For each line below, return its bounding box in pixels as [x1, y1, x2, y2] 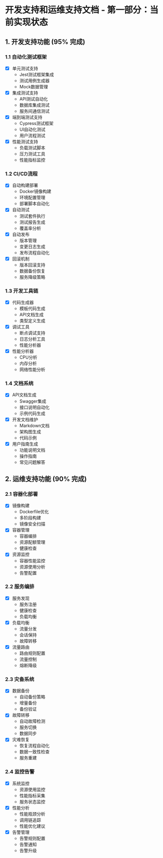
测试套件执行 [19, 213, 45, 219]
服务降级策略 [19, 274, 45, 280]
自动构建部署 [12, 183, 38, 188]
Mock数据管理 [19, 83, 48, 89]
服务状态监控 [19, 798, 45, 804]
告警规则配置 [19, 835, 45, 841]
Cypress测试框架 [19, 121, 54, 126]
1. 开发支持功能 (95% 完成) [5, 38, 85, 46]
